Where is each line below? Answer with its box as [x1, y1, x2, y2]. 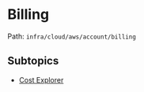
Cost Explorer [18, 75, 64, 84]
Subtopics [7, 54, 59, 68]
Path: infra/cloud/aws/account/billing [7, 31, 136, 41]
